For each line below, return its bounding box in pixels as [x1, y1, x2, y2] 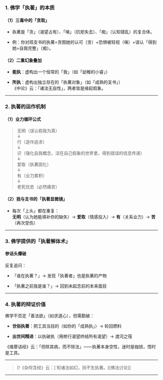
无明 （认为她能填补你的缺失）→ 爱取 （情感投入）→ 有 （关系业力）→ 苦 [12, 214, 156, 219]
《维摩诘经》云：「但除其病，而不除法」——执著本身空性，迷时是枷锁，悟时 [5, 344, 156, 350]
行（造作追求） [16, 139, 47, 145]
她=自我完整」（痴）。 [12, 45, 54, 51]
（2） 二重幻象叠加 [5, 57, 42, 63]
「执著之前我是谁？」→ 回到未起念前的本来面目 [12, 283, 107, 289]
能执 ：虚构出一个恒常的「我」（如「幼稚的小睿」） [12, 69, 110, 75]
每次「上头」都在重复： [12, 208, 59, 214]
